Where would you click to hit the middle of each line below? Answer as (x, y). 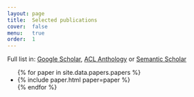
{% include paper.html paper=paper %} (73, 80)
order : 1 (21, 39)
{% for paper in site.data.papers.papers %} (79, 73)
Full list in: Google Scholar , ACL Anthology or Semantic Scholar (97, 59)
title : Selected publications (52, 20)
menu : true (26, 33)
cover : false (28, 26)
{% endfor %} (37, 87)
